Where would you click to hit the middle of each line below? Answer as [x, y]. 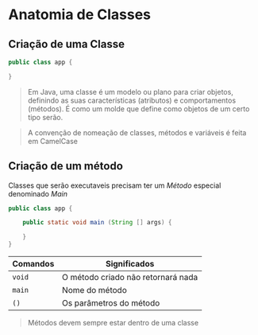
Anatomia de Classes [80, 15]
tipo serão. [45, 117]
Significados [130, 264]
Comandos [33, 264]
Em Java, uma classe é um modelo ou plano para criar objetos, [131, 92]
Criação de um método [65, 166]
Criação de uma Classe [67, 44]
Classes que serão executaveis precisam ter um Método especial [115, 185]
